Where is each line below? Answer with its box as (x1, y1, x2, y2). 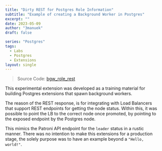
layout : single (5, 62, 37, 67)
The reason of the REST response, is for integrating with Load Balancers (5, 100, 152, 106)
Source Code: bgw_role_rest (17, 76, 76, 82)
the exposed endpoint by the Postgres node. (5, 116, 96, 122)
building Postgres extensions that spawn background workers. (5, 91, 132, 97)
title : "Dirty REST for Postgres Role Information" (5, 7, 114, 12)
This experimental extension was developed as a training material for (5, 85, 146, 92)
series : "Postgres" (5, 39, 45, 45)
